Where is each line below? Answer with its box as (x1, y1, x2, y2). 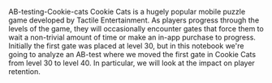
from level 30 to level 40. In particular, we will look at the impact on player (8, 58, 256, 68)
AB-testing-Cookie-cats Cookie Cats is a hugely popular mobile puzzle (8, 7, 246, 16)
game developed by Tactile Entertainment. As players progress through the (8, 15, 260, 25)
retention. (8, 67, 41, 76)
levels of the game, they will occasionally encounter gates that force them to (8, 24, 264, 33)
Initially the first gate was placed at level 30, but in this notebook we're (8, 41, 244, 51)
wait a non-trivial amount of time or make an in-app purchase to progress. (8, 32, 256, 42)
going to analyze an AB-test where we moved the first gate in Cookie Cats (8, 50, 257, 59)
